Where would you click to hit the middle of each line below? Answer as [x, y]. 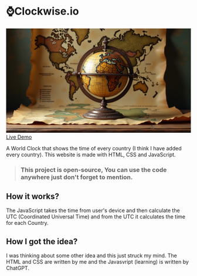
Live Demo [19, 137]
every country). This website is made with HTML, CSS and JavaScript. [91, 155]
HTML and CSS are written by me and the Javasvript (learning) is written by [98, 261]
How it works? [33, 196]
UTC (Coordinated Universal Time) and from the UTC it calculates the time [96, 217]
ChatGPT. [18, 268]
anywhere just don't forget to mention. [77, 177]
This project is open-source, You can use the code [94, 170]
